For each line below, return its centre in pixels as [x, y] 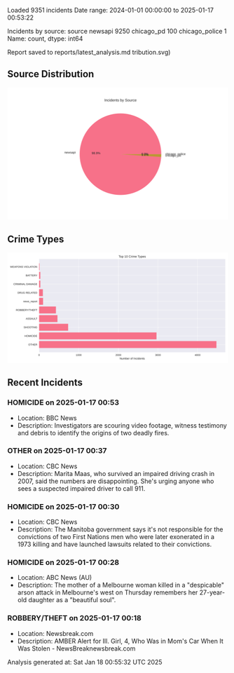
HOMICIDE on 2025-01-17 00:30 [63, 506]
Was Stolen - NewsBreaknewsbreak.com [76, 648]
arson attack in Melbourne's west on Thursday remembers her [108, 592]
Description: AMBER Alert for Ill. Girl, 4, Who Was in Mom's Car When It [120, 641]
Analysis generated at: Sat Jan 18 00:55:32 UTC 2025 [85, 662]
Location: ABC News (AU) [55, 578]
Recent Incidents [45, 382]
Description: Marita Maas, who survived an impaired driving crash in [116, 473]
